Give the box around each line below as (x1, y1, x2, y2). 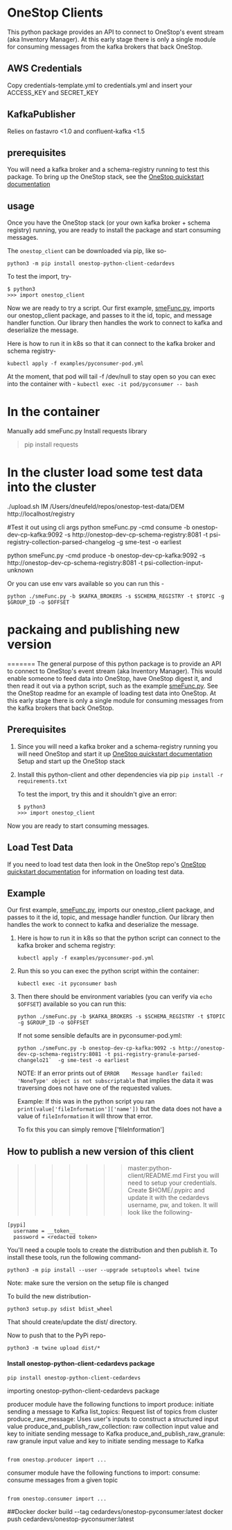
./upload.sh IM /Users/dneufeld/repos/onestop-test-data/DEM (7, 503, 185, 511)
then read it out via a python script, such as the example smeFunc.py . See (7, 681, 218, 690)
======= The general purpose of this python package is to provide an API (7, 660, 222, 668)
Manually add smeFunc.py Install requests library (7, 427, 148, 435)
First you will (183, 1172, 220, 1180)
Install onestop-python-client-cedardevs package (7, 1359, 155, 1367)
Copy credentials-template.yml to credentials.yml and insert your (7, 81, 193, 89)
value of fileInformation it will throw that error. (17, 1112, 153, 1120)
